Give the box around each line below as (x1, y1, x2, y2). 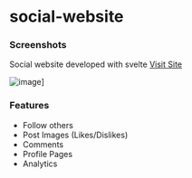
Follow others (22, 119, 74, 130)
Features (9, 99, 50, 112)
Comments (22, 138, 64, 150)
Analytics (22, 158, 58, 169)
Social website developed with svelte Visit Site (9, 59, 183, 70)
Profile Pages (22, 148, 73, 159)
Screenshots (9, 39, 67, 52)
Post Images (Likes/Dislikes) (22, 129, 129, 140)
